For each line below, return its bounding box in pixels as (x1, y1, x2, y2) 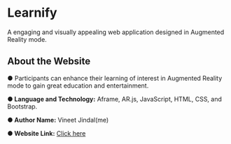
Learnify (7, 5, 57, 21)
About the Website (7, 56, 91, 67)
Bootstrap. (7, 102, 38, 111)
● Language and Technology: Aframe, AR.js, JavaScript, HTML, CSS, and (7, 95, 223, 103)
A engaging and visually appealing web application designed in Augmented (7, 28, 225, 36)
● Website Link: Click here (7, 129, 86, 137)
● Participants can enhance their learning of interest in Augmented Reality (7, 74, 223, 82)
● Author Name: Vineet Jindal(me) (7, 115, 109, 124)
